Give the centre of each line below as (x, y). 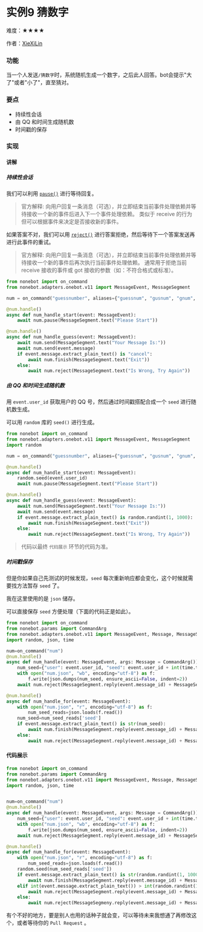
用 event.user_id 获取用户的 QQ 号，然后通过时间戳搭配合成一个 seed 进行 (99, 402)
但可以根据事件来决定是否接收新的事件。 (71, 221)
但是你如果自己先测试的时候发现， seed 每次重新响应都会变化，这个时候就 (97, 578)
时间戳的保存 (31, 129)
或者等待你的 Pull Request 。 (53, 923)
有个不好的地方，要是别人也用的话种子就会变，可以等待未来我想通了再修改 (99, 915)
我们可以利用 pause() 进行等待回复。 (52, 194)
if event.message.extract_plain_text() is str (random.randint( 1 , (101, 874)
